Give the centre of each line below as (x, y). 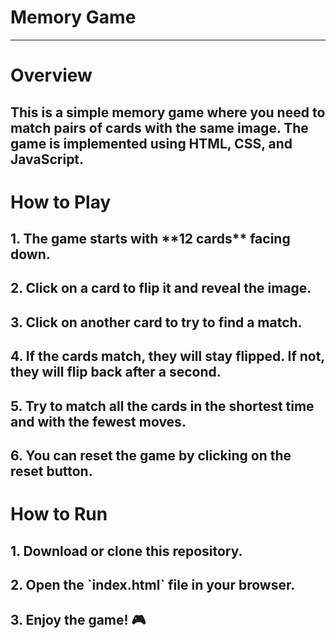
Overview (51, 75)
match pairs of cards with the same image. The (159, 127)
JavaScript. (47, 159)
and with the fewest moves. (98, 421)
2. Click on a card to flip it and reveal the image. (161, 288)
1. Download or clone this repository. (126, 551)
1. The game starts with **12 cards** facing (150, 239)
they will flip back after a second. (116, 372)
